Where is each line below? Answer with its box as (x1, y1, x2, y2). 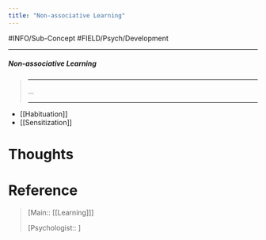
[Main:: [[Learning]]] (27, 208, 94, 217)
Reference (8, 181, 78, 199)
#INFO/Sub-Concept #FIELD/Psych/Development (8, 33, 169, 43)
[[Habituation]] (19, 109, 68, 119)
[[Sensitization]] (19, 117, 73, 127)
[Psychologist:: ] (27, 223, 82, 232)
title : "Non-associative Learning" (8, 11, 126, 20)
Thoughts (8, 145, 74, 163)
